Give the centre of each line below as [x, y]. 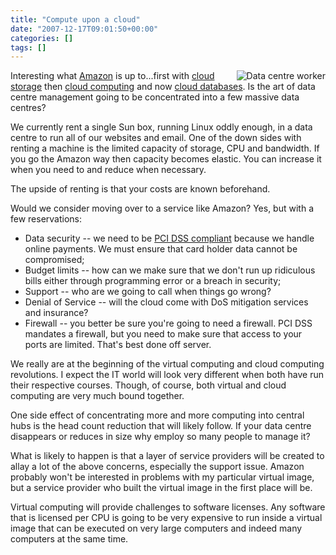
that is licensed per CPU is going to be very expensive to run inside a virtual [166, 518]
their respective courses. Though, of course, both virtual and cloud [148, 385]
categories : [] [42, 38]
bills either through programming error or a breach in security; [153, 281]
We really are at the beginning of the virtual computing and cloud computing [167, 364]
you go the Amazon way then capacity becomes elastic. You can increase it [166, 159]
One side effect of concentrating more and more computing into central [157, 415]
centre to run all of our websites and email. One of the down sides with [156, 138]
